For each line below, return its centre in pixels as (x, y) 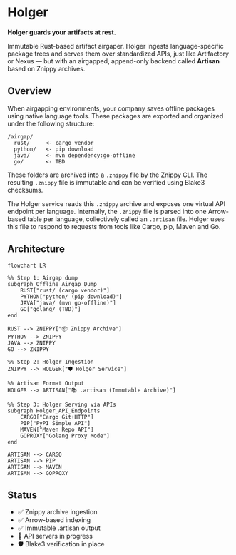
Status (22, 495)
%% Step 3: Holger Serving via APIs (62, 404)
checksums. (25, 190)
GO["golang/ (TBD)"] (51, 309)
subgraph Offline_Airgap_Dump (52, 284)
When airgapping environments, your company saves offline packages (111, 108)
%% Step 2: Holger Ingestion (51, 362)
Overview (30, 91)
